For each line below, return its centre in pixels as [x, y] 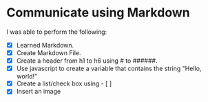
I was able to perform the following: [57, 32]
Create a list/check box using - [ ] [64, 83]
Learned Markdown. [45, 45]
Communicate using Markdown [98, 13]
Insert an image [39, 92]
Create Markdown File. [49, 53]
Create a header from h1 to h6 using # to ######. [87, 61]
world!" [27, 76]
